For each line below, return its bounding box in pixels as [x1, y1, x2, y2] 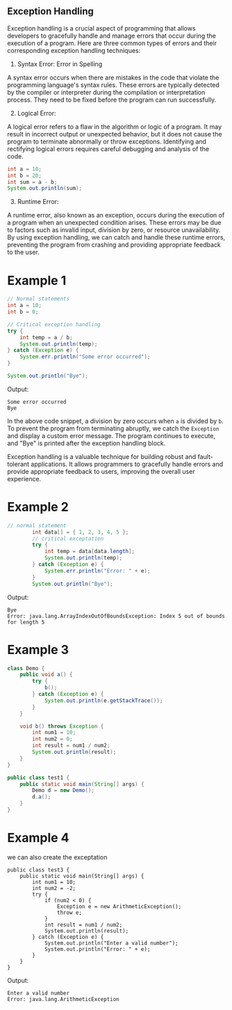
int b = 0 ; [7, 309, 39, 316]
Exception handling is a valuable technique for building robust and [7, 452, 197, 460]
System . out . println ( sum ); [7, 185, 82, 192]
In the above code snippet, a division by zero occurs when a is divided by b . [7, 417, 224, 425]
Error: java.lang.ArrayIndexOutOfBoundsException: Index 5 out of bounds [7, 612, 226, 619]
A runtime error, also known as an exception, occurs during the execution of [7, 211, 225, 219]
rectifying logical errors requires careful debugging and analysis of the [7, 144, 210, 153]
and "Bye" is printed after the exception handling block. [7, 439, 166, 447]
